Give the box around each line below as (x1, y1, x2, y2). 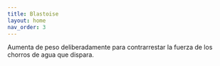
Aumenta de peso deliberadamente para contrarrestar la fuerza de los (7, 43, 213, 52)
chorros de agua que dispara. (7, 50, 95, 59)
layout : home (7, 17, 46, 24)
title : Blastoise (7, 10, 59, 18)
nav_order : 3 (7, 23, 46, 31)
